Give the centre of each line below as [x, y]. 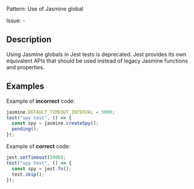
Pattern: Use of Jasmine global [45, 9]
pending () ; [25, 129]
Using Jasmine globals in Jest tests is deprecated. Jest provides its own [96, 54]
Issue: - [16, 20]
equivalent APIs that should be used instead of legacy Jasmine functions [97, 61]
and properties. [25, 67]
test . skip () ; [28, 174]
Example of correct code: [38, 146]
